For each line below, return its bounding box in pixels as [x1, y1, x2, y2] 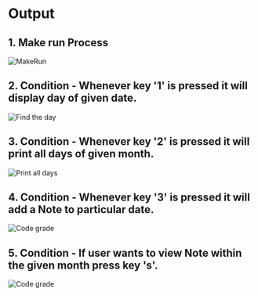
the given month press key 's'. [8, 258, 158, 272]
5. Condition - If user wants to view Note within [8, 246, 242, 259]
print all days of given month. [8, 147, 154, 161]
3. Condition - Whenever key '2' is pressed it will [8, 135, 250, 149]
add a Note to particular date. [8, 203, 154, 216]
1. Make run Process [8, 36, 108, 49]
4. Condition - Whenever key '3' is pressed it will [8, 191, 251, 204]
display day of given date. [8, 92, 137, 105]
